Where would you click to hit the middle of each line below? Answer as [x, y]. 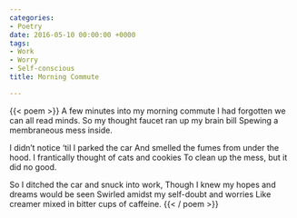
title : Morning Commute [54, 77]
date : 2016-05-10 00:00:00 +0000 [73, 35]
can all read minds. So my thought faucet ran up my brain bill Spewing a [144, 120]
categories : [32, 18]
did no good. [33, 167]
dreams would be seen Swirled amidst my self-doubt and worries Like [140, 194]
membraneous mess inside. [61, 130]
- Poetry [26, 26]
